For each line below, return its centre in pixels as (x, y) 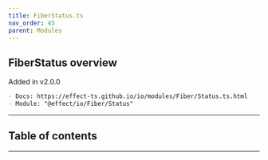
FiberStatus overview (63, 62)
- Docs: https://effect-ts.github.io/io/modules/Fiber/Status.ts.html (128, 96)
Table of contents (53, 136)
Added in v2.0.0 (35, 82)
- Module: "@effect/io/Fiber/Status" (71, 104)
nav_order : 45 (32, 23)
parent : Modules (35, 30)
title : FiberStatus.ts (46, 16)
